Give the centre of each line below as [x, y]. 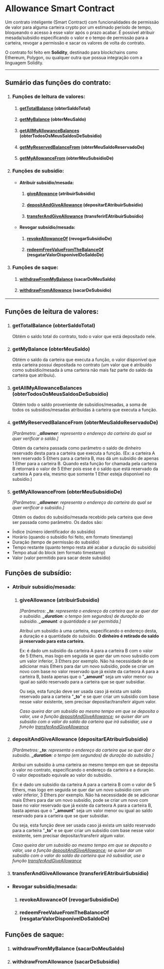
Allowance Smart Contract [60, 9]
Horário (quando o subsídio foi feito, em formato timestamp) [72, 537]
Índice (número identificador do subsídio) [54, 532]
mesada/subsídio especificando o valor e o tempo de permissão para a [77, 38]
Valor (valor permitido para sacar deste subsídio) [61, 558]
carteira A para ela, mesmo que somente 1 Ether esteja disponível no [81, 474]
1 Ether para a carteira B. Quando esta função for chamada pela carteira [84, 463]
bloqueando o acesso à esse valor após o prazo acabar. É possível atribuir [80, 32]
